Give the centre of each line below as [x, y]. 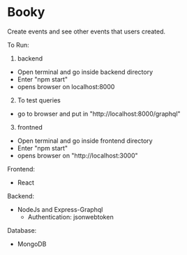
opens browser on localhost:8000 [66, 86]
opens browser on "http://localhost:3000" [77, 155]
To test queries [39, 100]
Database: [22, 230]
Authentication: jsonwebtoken [70, 217]
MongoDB [32, 244]
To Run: [18, 45]
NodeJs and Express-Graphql [60, 209]
